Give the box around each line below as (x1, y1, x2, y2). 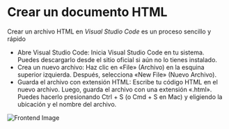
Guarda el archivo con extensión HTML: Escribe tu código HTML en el (17, 77, 218, 86)
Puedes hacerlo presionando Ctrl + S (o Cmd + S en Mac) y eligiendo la (17, 92, 223, 101)
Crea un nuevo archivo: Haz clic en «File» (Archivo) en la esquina (17, 63, 205, 71)
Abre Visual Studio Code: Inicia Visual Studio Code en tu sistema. (17, 48, 205, 56)
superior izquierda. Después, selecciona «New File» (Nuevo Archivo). (17, 70, 217, 79)
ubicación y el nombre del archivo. (17, 100, 117, 108)
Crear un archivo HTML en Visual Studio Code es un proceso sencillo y (7, 27, 212, 36)
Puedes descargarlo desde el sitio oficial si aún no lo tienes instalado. (17, 55, 218, 63)
